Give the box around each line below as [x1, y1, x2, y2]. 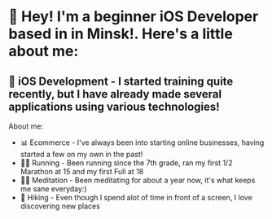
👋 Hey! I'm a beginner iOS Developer [8, 7, 259, 26]
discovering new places [20, 201, 100, 211]
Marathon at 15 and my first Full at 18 [20, 167, 144, 176]
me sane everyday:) [20, 184, 87, 194]
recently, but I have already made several [8, 87, 222, 101]
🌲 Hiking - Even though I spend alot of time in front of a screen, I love [20, 193, 252, 202]
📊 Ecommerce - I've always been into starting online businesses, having [20, 138, 265, 147]
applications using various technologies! [8, 99, 220, 113]
